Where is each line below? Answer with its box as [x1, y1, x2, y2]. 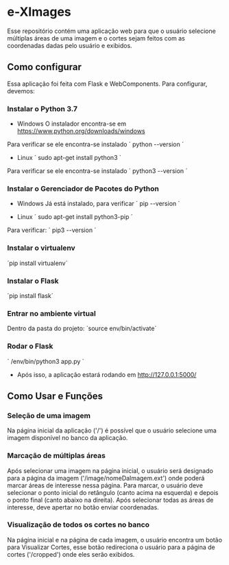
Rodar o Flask [7, 341, 53, 351]
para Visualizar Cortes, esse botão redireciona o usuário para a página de [7, 543, 216, 551]
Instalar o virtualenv [7, 243, 75, 253]
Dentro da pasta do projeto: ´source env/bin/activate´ [7, 324, 157, 333]
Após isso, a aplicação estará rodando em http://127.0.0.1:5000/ [16, 370, 197, 378]
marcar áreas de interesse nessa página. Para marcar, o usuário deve [7, 481, 204, 489]
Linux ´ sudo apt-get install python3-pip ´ [16, 213, 133, 221]
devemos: [7, 87, 36, 95]
